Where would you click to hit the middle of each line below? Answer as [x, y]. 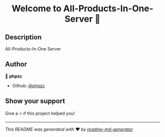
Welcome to [37, 9]
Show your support [35, 101]
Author [16, 64]
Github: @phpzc [28, 85]
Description [23, 37]
